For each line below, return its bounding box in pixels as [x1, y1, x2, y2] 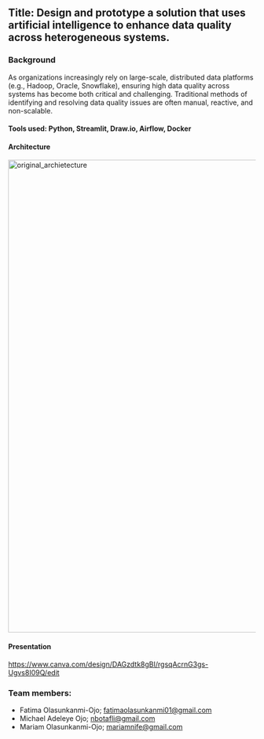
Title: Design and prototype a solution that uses [8, 6, 246, 20]
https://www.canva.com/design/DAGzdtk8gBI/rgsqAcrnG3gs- [8, 659, 209, 669]
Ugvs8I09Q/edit [8, 667, 60, 677]
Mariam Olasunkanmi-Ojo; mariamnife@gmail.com [19, 722, 183, 731]
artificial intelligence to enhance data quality [8, 19, 232, 32]
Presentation [8, 642, 52, 652]
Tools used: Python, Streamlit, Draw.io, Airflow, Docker [8, 124, 192, 133]
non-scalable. [8, 106, 53, 115]
